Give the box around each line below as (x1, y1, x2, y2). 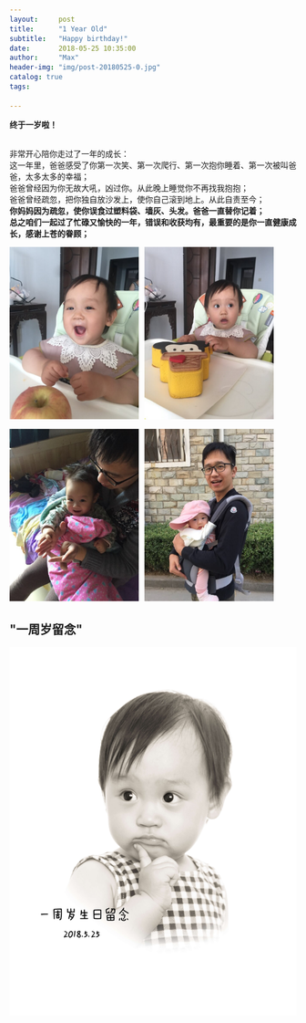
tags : (9, 82, 30, 91)
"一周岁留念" (9, 621, 84, 637)
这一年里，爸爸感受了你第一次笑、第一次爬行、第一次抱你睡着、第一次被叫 (9, 160, 289, 171)
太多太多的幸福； (25, 171, 89, 182)
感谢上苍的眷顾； (25, 228, 89, 239)
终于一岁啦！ (9, 119, 57, 130)
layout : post (9, 15, 76, 24)
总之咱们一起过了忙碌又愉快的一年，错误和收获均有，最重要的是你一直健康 (9, 216, 289, 227)
